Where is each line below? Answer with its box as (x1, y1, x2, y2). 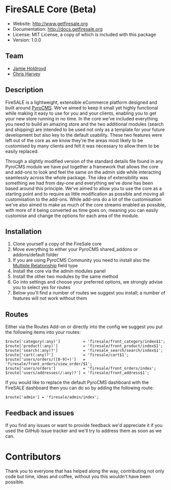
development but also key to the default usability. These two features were (5, 132, 162, 138)
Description (5, 86, 43, 94)
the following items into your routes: (5, 329, 81, 335)
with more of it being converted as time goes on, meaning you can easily (5, 207, 158, 213)
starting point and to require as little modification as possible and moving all (5, 190, 164, 197)
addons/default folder (12, 252, 59, 258)
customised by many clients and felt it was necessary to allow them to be (5, 142, 159, 149)
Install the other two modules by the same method (12, 273, 118, 280)
